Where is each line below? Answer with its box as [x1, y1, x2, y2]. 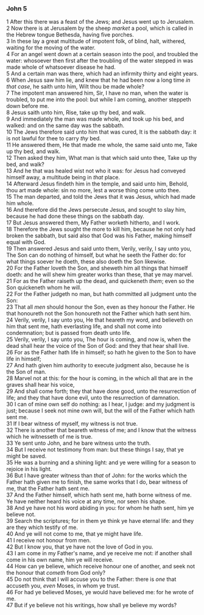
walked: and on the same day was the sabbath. [6, 122, 125, 129]
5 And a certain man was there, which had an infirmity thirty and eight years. [6, 70, 199, 77]
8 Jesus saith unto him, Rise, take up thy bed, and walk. [6, 109, 146, 117]
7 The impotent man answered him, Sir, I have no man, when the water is [6, 90, 189, 97]
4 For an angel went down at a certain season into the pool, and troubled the [6, 51, 199, 58]
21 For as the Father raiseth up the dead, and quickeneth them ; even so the [6, 278, 195, 285]
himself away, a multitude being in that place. [6, 174, 121, 181]
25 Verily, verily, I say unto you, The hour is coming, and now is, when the [6, 336, 191, 343]
